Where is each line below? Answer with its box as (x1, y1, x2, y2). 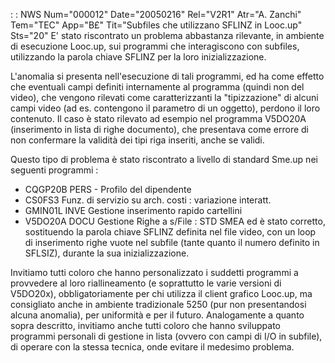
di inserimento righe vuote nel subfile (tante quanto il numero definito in (24, 237, 320, 248)
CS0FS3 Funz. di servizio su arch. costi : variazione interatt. (24, 194, 272, 206)
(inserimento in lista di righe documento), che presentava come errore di (10, 124, 309, 135)
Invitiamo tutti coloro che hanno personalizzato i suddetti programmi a (10, 267, 299, 278)
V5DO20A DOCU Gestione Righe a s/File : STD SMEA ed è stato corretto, (24, 215, 326, 227)
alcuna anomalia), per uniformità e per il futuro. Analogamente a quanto (10, 309, 305, 321)
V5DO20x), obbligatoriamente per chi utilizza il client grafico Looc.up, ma (10, 288, 313, 299)
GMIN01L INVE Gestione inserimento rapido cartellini (24, 205, 243, 216)
